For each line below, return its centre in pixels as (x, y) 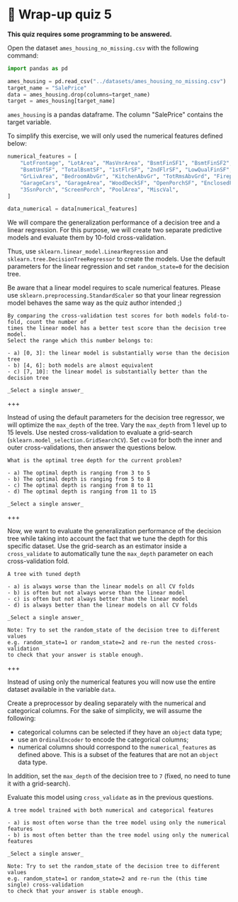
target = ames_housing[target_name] (61, 101)
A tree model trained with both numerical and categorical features (110, 810)
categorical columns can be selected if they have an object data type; (120, 732)
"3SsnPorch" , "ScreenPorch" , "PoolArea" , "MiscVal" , (100, 190)
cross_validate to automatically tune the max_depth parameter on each (110, 554)
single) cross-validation (45, 885)
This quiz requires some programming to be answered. (90, 34)
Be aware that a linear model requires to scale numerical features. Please (114, 288)
